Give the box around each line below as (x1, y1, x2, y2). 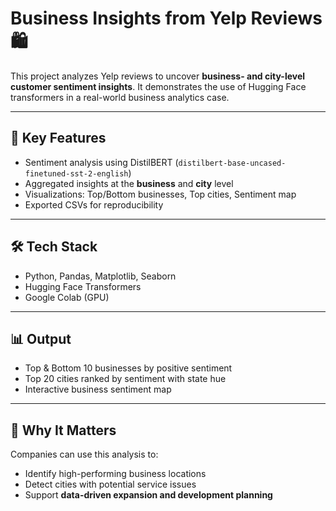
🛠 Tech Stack (10, 238, 98, 256)
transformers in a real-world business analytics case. (10, 91, 230, 103)
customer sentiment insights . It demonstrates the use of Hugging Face (10, 80, 307, 92)
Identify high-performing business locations (24, 468, 207, 480)
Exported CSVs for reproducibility (24, 198, 164, 211)
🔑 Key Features (10, 130, 107, 147)
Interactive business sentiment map (24, 383, 172, 396)
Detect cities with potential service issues (24, 478, 197, 491)
